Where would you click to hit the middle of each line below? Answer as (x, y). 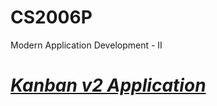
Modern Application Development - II (86, 45)
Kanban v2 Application (108, 85)
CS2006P (51, 17)
